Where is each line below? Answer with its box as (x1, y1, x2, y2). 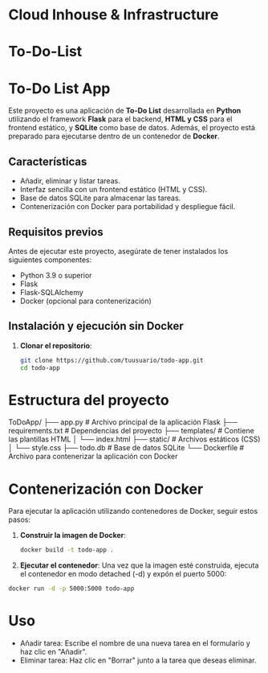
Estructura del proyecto (8, 391, 170, 409)
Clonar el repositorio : (19, 340, 92, 351)
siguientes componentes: (8, 255, 92, 265)
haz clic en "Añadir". (19, 647, 87, 657)
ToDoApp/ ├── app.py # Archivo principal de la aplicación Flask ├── (8, 417, 238, 427)
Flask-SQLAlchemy (19, 287, 84, 297)
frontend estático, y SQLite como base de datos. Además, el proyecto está (8, 123, 255, 133)
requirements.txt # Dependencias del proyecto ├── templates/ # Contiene (8, 426, 254, 436)
